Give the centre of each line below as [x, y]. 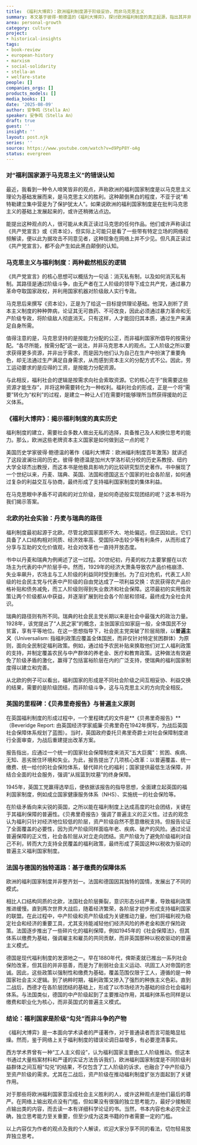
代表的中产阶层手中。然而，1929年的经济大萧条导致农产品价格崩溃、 [104, 567]
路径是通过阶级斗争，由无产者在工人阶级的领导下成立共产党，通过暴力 [106, 283]
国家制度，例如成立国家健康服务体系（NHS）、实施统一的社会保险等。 [95, 794]
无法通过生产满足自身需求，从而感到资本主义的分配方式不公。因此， [103, 360]
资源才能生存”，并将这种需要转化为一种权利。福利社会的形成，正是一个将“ [96, 387]
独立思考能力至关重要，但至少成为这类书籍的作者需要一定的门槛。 [96, 1116]
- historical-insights [34, 39]
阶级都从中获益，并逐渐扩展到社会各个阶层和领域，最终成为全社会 [106, 596]
